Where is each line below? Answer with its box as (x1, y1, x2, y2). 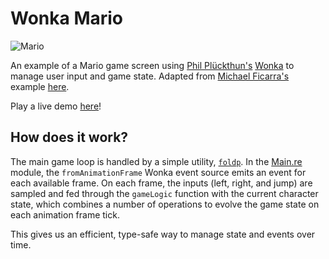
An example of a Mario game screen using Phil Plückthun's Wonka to (10, 59, 295, 71)
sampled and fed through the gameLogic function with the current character (10, 187, 319, 199)
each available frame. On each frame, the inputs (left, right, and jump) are (10, 177, 313, 189)
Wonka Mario (10, 7, 124, 30)
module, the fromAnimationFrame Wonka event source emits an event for (10, 166, 307, 178)
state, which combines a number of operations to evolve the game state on (10, 198, 320, 210)
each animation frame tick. (10, 208, 120, 221)
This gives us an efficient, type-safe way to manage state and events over (10, 228, 316, 240)
